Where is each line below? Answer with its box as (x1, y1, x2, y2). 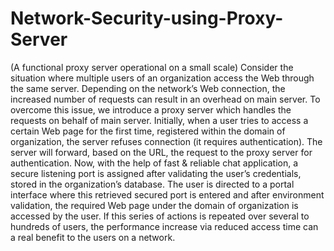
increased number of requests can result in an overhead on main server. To (10, 93, 321, 105)
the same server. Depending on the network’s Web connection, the (10, 82, 286, 94)
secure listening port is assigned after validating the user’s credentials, (10, 167, 302, 179)
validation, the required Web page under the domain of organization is (10, 199, 299, 211)
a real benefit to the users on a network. (10, 231, 176, 243)
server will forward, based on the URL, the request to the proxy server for (10, 146, 313, 158)
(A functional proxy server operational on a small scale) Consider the (10, 61, 294, 73)
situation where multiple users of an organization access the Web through (10, 72, 315, 84)
